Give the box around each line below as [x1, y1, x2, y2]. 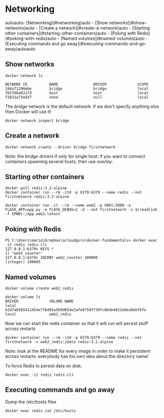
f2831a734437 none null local [5, 95, 149, 99]
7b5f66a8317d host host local [5, 90, 149, 96]
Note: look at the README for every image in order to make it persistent [5, 348, 151, 354]
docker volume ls [5, 294, 41, 299]
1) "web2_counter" [5, 251, 43, 256]
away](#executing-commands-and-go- [66, 40, 147, 46]
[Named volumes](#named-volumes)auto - [61, 35, 148, 41]
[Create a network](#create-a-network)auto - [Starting [38, 25, 150, 31]
